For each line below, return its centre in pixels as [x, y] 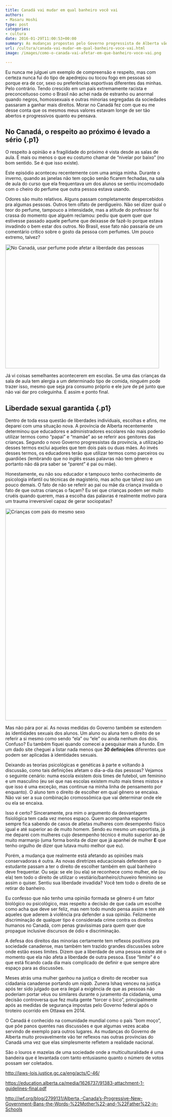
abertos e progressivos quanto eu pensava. [51, 115]
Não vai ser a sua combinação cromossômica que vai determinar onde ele [84, 798]
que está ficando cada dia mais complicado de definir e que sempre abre [82, 963]
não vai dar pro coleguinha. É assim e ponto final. [57, 392]
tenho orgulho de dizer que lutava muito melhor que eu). [65, 846]
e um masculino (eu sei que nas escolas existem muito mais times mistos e [84, 781]
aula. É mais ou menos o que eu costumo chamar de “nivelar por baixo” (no [85, 157]
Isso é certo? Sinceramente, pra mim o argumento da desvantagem [76, 813]
